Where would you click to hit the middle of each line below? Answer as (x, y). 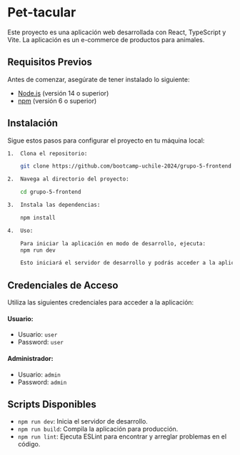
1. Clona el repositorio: (47, 153)
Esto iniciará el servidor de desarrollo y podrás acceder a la (118, 263)
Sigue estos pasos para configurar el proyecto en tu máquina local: (106, 140)
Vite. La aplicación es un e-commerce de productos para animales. (106, 39)
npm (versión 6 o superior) (57, 101)
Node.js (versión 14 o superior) (63, 93)
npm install (38, 218)
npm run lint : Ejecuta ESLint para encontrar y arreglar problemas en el (122, 436)
